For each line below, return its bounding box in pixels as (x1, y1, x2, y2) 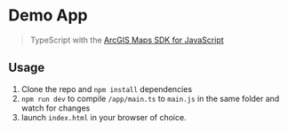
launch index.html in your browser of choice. (20, 112, 188, 122)
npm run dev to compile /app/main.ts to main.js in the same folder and (20, 93, 280, 104)
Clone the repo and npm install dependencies (20, 83, 193, 94)
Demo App (8, 5, 88, 26)
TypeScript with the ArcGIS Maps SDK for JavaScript (29, 35, 224, 45)
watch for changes (20, 103, 91, 113)
